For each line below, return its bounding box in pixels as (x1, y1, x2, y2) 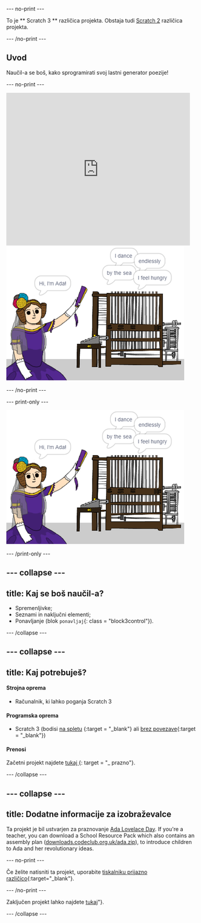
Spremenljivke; (15, 605, 53, 612)
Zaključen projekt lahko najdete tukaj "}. (6, 898, 104, 905)
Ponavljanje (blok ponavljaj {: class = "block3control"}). (15, 617, 154, 625)
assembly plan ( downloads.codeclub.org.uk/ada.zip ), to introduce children (6, 838, 193, 845)
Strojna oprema (6, 684, 47, 691)
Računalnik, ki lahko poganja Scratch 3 (15, 698, 112, 705)
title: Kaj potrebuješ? (6, 667, 87, 678)
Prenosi (6, 746, 26, 753)
